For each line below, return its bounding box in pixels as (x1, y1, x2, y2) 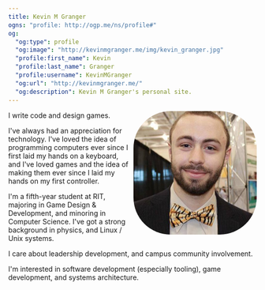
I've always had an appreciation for (8, 126, 122, 135)
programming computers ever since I (8, 142, 129, 152)
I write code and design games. (8, 111, 110, 120)
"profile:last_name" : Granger (15, 63, 114, 71)
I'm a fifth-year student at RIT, (8, 191, 106, 201)
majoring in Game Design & (8, 200, 97, 209)
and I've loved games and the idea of (8, 159, 129, 169)
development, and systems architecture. (8, 273, 140, 282)
